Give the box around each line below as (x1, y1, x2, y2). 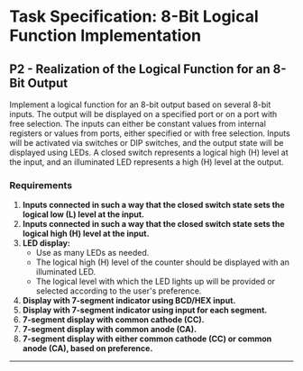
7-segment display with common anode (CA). (22, 324, 197, 335)
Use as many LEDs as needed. (35, 248, 150, 258)
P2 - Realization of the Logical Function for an (9, 61, 271, 77)
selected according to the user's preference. (35, 285, 202, 296)
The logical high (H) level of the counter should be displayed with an (35, 257, 290, 267)
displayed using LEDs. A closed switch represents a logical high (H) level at (9, 147, 289, 158)
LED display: (22, 238, 70, 249)
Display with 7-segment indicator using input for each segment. (22, 304, 268, 316)
